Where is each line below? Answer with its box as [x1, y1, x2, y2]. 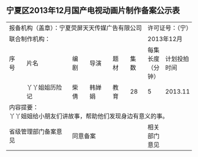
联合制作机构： [9, 35, 51, 43]
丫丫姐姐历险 [26, 83, 62, 91]
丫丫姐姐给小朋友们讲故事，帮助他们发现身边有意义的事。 [9, 112, 169, 120]
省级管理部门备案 [9, 127, 57, 135]
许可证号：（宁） [147, 24, 193, 32]
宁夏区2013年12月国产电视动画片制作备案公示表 [6, 5, 180, 16]
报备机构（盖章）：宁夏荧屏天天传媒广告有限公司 [9, 24, 143, 32]
